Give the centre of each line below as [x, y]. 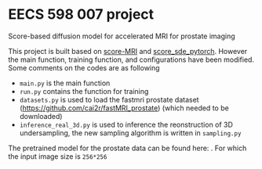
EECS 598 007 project [81, 14]
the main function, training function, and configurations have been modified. [131, 59]
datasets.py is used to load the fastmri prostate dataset [109, 99]
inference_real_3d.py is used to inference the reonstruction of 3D [126, 124]
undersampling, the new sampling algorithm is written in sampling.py [130, 133]
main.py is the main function [65, 83]
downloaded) [41, 116]
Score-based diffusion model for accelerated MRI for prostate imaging [122, 36]
